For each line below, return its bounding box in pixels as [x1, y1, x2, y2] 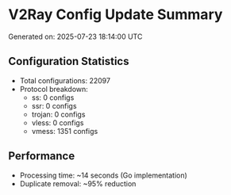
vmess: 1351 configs [31, 126, 98, 136]
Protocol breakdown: [19, 84, 89, 94]
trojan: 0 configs [31, 109, 86, 119]
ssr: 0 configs [31, 101, 77, 110]
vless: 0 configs [31, 117, 84, 128]
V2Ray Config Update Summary [8, 6, 223, 24]
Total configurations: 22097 [19, 75, 111, 85]
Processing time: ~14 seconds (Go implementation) [19, 170, 188, 180]
